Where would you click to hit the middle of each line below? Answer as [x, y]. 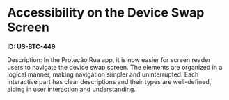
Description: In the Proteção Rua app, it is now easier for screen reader [109, 59]
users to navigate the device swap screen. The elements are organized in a [115, 67]
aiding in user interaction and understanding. [71, 89]
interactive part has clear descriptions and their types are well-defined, [109, 81]
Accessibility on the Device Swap [106, 13]
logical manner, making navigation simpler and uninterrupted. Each [103, 74]
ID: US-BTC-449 [31, 46]
